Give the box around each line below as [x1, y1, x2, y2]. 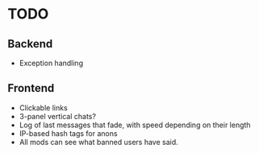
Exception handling [19, 58, 84, 68]
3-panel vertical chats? [19, 111, 96, 121]
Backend [7, 37, 53, 51]
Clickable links [19, 102, 68, 113]
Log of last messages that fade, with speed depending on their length [19, 120, 251, 130]
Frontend [7, 81, 55, 95]
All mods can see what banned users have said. [19, 137, 178, 147]
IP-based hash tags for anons [19, 128, 118, 138]
